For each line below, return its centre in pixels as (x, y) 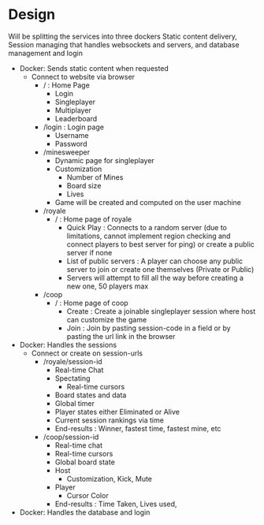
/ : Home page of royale (93, 219)
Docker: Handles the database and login (85, 512)
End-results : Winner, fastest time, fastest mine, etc (138, 428)
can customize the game (107, 319)
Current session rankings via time (109, 420)
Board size (84, 185)
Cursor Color (87, 495)
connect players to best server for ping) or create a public (160, 244)
